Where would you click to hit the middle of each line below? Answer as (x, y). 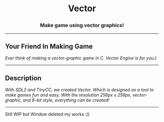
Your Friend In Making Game (49, 46)
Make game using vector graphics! (82, 25)
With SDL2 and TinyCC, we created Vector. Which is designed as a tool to (79, 90)
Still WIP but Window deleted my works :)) (47, 114)
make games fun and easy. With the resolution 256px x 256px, (68, 95)
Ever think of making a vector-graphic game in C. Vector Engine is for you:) (81, 58)
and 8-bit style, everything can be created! (66, 100)
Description (23, 78)
